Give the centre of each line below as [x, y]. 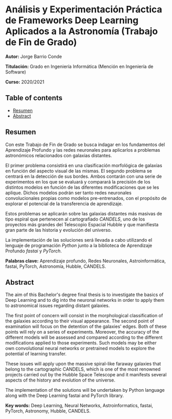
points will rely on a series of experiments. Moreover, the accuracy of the [82, 332]
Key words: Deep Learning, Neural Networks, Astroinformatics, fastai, [79, 406]
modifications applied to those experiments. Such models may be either [81, 343]
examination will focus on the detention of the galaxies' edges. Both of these [86, 326]
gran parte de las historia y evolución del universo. [59, 230]
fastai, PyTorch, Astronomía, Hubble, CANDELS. [56, 266]
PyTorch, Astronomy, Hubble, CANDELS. [48, 411]
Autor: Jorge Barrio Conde [34, 56]
